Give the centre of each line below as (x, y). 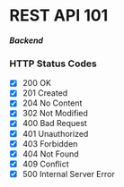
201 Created (45, 93)
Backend (26, 40)
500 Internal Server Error (68, 174)
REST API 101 (59, 16)
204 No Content (52, 103)
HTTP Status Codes (53, 64)
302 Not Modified (55, 114)
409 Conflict (45, 164)
